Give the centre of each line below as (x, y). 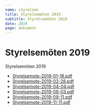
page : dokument (21, 28)
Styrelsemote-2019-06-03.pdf (43, 92)
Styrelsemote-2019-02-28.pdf (43, 81)
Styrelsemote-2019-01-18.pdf (42, 76)
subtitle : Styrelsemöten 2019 (36, 19)
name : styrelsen (22, 10)
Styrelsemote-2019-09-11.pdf (42, 97)
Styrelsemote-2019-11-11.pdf (41, 103)
